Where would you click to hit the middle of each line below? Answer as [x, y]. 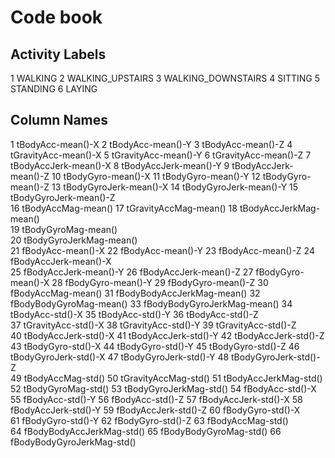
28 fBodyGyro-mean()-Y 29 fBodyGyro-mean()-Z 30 [160, 282]
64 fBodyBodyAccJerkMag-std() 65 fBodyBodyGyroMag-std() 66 [146, 431]
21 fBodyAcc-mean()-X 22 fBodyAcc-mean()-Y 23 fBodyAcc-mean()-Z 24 [162, 250]
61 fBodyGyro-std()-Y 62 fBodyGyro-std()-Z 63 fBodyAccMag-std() [149, 420]
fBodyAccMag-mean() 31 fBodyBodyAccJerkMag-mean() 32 [135, 293]
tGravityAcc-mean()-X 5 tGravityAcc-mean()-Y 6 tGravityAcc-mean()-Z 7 [161, 155]
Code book [56, 17]
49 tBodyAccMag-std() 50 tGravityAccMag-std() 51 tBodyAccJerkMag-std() [166, 378]
